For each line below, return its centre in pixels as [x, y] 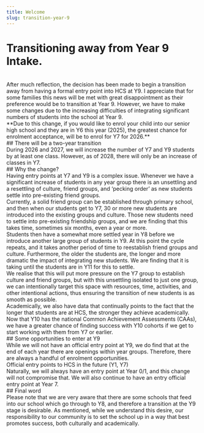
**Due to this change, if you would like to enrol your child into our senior [98, 124]
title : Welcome [26, 12]
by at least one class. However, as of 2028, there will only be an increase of [102, 156]
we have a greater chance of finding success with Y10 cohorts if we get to [100, 326]
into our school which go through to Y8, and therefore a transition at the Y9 [101, 404]
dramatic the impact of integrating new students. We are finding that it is [98, 261]
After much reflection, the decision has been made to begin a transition [96, 85]
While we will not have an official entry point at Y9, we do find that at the [98, 345]
